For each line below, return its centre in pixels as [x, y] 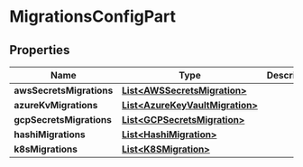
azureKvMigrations [56, 105]
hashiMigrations [50, 135]
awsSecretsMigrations [64, 90]
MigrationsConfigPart [92, 17]
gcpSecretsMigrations [63, 120]
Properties [40, 50]
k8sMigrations [46, 149]
